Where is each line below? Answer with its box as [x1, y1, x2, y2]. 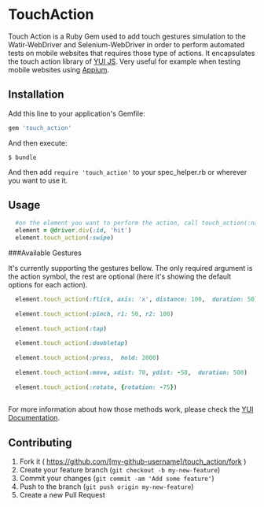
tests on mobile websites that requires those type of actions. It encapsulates [8, 48, 255, 57]
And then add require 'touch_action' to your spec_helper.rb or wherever [8, 167, 247, 176]
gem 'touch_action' [8, 124, 72, 131]
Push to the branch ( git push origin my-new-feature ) [19, 482, 194, 491]
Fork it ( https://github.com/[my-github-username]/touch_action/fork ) [19, 457, 247, 466]
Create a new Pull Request [19, 490, 106, 500]
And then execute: [8, 138, 68, 147]
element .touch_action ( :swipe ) [15, 234, 114, 242]
